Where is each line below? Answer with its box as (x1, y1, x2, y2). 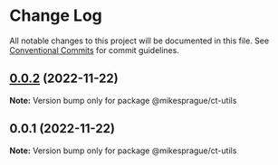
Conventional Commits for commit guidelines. (9, 44, 179, 55)
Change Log (9, 5, 102, 26)
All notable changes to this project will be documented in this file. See (9, 35, 270, 46)
